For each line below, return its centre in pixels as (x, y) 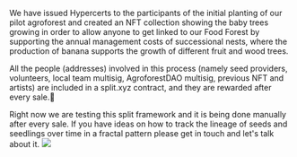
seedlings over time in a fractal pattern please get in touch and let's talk (142, 133)
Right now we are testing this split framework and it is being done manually (148, 114)
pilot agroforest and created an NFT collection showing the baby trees (139, 22)
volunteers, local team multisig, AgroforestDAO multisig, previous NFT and (147, 78)
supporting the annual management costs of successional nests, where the (148, 41)
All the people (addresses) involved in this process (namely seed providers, (149, 68)
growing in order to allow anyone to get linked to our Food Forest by (135, 32)
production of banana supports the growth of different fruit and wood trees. (149, 51)
